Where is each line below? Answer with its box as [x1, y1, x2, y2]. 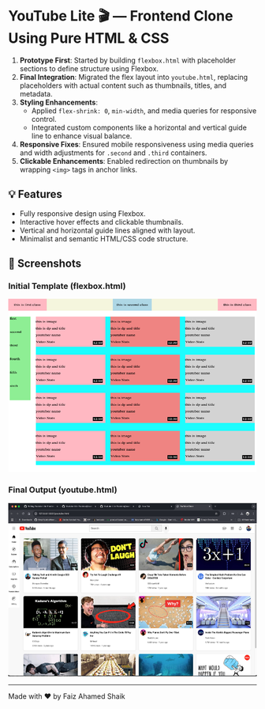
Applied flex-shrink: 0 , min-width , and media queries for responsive [31, 105, 257, 116]
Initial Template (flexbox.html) [8, 281, 126, 292]
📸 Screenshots [8, 257, 82, 271]
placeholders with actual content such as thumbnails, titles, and [19, 81, 227, 90]
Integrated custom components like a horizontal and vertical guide [31, 123, 247, 132]
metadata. [19, 89, 53, 98]
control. [31, 114, 57, 123]
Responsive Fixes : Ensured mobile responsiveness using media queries [19, 139, 254, 149]
